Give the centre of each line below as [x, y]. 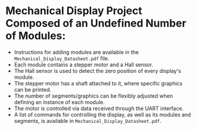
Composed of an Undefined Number [96, 23]
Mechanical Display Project [74, 11]
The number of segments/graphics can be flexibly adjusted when [93, 96]
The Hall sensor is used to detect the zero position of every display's [97, 71]
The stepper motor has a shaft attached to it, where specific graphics [98, 83]
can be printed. [32, 89]
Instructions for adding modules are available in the [76, 52]
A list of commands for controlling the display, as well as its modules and [102, 114]
